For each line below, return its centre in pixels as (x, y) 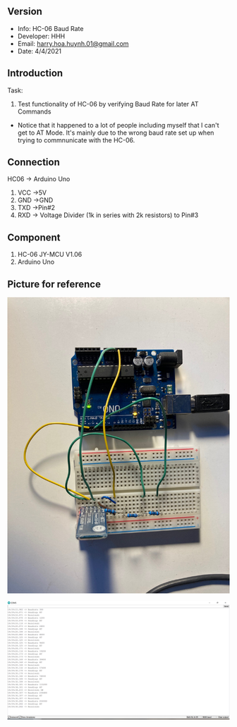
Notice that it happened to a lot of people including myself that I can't (118, 125)
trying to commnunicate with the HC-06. (76, 140)
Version (25, 12)
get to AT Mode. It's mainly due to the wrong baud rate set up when (116, 133)
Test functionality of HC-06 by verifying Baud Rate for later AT (108, 104)
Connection (34, 163)
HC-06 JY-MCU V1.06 (50, 255)
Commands (34, 111)
